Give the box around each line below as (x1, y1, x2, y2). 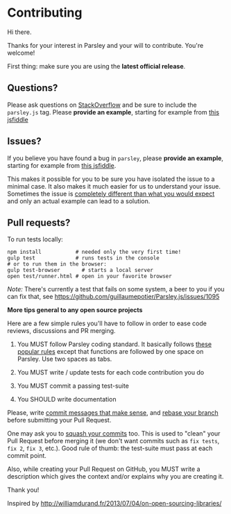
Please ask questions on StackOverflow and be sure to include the (7, 101, 197, 109)
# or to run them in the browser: (7, 261, 108, 268)
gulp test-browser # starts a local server (7, 267, 154, 274)
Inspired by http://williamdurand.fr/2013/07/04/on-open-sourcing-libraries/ (7, 499, 222, 508)
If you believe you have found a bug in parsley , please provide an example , (7, 154, 224, 162)
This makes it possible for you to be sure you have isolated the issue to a (7, 175, 215, 183)
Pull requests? (7, 216, 71, 228)
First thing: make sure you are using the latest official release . (7, 62, 186, 70)
